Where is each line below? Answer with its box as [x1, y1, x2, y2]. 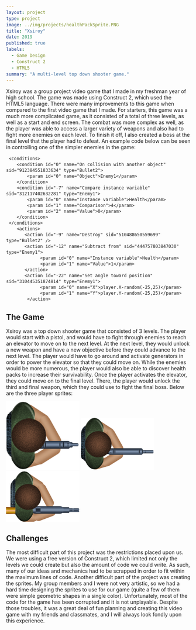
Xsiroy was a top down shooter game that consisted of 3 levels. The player [6, 328, 186, 335]
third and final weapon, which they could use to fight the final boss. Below [6, 384, 185, 391]
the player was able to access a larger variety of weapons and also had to [6, 125, 184, 132]
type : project [6, 15, 41, 22]
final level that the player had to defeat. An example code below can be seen [6, 137, 191, 144]
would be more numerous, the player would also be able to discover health [6, 365, 186, 372]
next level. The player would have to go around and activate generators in [6, 353, 184, 360]
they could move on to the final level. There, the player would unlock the [6, 377, 180, 384]
